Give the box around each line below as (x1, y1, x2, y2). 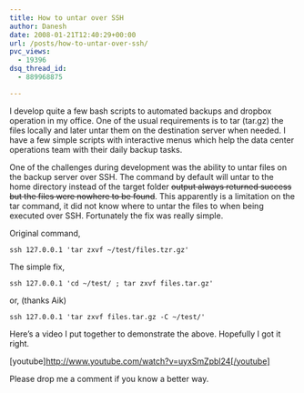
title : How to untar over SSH (9, 13, 125, 23)
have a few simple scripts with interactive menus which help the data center (9, 134, 294, 146)
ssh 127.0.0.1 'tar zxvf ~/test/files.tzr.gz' (9, 245, 189, 255)
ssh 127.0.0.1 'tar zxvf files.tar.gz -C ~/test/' (9, 312, 206, 321)
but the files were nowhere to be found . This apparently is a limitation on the (9, 190, 296, 201)
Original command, (9, 227, 81, 238)
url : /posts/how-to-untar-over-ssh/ (9, 38, 148, 48)
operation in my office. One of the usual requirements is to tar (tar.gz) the (9, 115, 284, 126)
